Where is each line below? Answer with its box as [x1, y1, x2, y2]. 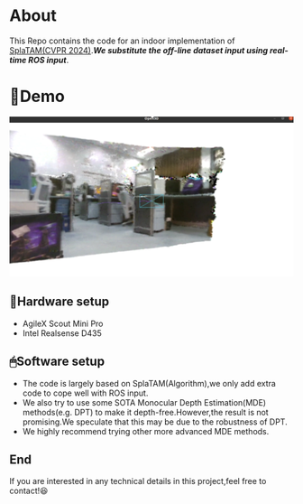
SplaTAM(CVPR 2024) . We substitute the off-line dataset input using [9, 44, 269, 55]
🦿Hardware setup [9, 294, 110, 310]
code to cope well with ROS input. [22, 387, 149, 398]
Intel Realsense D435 [22, 327, 102, 339]
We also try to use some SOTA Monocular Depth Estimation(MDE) [22, 397, 267, 407]
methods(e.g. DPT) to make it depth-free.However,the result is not [22, 406, 269, 417]
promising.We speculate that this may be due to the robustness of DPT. [22, 416, 288, 427]
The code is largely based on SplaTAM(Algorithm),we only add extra [22, 378, 277, 388]
